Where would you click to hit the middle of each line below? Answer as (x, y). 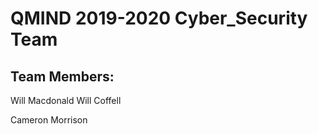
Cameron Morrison (49, 120)
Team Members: (62, 76)
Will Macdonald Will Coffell (66, 100)
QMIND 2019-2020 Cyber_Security (159, 18)
